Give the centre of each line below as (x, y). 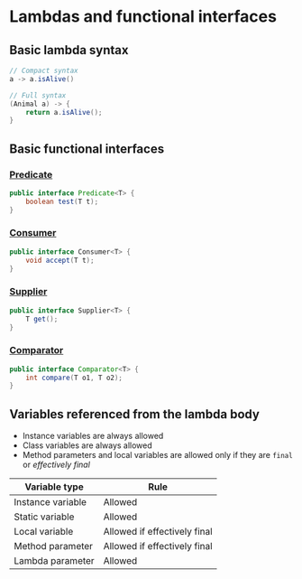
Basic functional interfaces (87, 149)
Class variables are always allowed (87, 445)
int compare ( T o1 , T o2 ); (74, 378)
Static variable (44, 517)
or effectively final (56, 465)
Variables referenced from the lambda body (134, 414)
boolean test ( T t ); (62, 201)
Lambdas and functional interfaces (143, 17)
